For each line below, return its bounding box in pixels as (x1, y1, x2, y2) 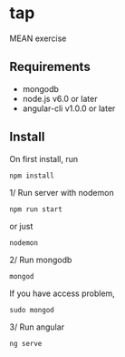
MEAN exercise (9, 33, 67, 44)
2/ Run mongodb (9, 254, 72, 265)
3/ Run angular (9, 321, 65, 332)
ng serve (9, 339, 43, 348)
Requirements (9, 59, 91, 75)
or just (9, 220, 34, 231)
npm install (9, 171, 54, 180)
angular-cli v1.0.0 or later (22, 103, 116, 114)
